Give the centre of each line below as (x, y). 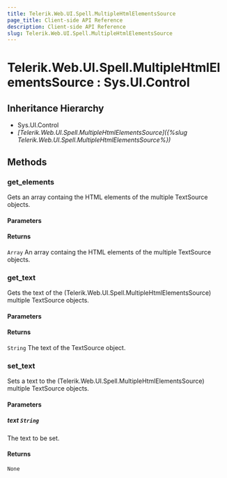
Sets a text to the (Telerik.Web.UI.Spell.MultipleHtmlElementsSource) (106, 381)
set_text (21, 365)
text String (23, 421)
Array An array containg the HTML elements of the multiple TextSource (109, 252)
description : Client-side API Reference (67, 27)
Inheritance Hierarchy (56, 108)
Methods (27, 162)
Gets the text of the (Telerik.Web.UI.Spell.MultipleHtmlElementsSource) (109, 293)
